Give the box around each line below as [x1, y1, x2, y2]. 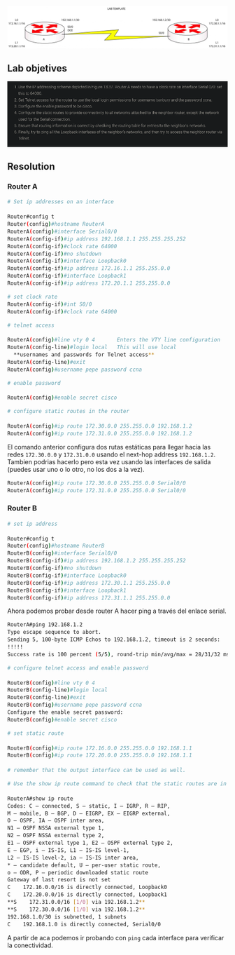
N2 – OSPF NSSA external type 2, [7, 832, 105, 839]
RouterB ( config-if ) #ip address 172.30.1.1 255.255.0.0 [7, 579, 171, 586]
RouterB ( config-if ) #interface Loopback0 [7, 571, 127, 579]
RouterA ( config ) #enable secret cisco [7, 394, 117, 402]
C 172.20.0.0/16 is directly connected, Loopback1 [7, 891, 168, 898]
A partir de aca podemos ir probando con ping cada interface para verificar [7, 933, 225, 942]
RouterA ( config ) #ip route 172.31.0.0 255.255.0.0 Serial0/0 [7, 487, 187, 494]
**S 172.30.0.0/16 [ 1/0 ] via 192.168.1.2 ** [7, 906, 145, 913]
